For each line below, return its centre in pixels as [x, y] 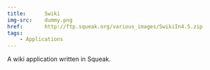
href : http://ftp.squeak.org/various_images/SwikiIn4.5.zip [105, 26]
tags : [15, 33]
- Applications [42, 40]
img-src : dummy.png [40, 20]
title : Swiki [34, 14]
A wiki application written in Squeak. [59, 59]
